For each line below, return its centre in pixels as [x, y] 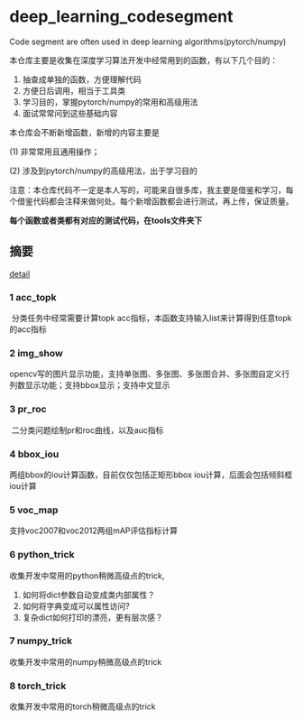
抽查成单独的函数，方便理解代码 [82, 79]
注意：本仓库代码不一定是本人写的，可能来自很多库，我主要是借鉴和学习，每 [151, 189]
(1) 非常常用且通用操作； [55, 152]
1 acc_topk [33, 297]
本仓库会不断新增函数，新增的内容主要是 [84, 132]
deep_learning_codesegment [121, 17]
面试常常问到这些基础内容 [70, 113]
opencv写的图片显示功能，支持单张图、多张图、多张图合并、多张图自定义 [146, 374]
